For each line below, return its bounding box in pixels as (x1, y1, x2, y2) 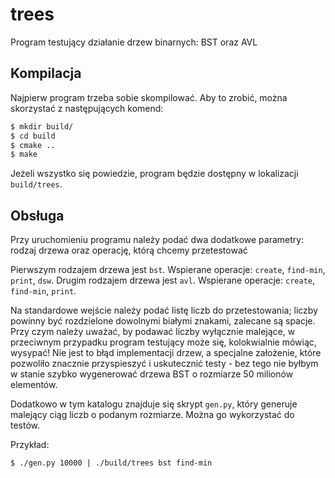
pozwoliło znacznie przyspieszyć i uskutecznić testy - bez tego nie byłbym (10, 358, 319, 370)
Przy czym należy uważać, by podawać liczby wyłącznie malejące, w (10, 326, 296, 338)
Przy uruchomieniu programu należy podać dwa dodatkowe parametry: (10, 234, 305, 246)
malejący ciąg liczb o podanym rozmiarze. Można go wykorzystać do (10, 409, 295, 421)
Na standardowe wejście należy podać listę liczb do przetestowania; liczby (10, 304, 319, 317)
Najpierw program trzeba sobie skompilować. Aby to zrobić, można (10, 91, 288, 103)
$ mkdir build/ (10, 121, 74, 132)
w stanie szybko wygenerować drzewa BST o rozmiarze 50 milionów (10, 368, 294, 380)
